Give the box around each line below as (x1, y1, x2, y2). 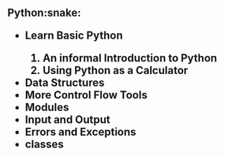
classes (24, 138, 64, 151)
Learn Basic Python (24, 29, 123, 43)
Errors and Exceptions (24, 125, 137, 139)
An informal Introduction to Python (42, 51, 218, 65)
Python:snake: (7, 6, 81, 20)
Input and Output (24, 113, 111, 127)
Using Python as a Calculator (42, 64, 189, 77)
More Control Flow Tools (24, 88, 148, 102)
